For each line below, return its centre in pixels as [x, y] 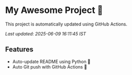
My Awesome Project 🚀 [54, 10]
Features [19, 49]
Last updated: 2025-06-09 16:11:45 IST [46, 33]
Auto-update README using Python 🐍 [51, 61]
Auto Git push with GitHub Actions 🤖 [50, 66]
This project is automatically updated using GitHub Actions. [66, 24]
